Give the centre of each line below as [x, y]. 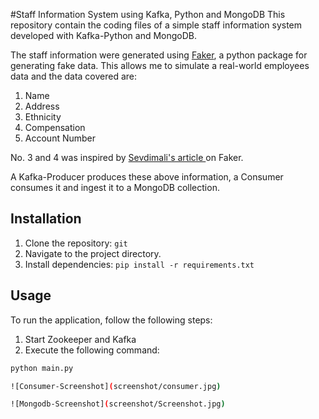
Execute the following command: [92, 350]
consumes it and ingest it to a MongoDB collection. [115, 187]
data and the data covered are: [74, 76]
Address [42, 106]
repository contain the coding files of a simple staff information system [156, 25]
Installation [46, 219]
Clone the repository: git [76, 243]
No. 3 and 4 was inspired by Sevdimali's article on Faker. [127, 157]
